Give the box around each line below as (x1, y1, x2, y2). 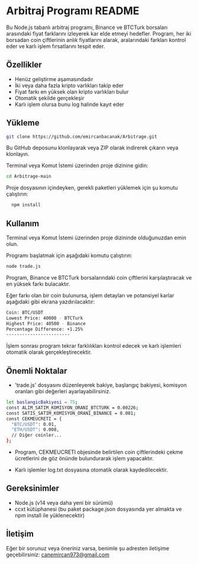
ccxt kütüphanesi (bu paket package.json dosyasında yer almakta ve (14, 505, 182, 512)
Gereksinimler (6, 483, 60, 493)
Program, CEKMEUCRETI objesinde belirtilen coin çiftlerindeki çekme (14, 448, 183, 456)
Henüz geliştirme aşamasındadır (14, 75, 93, 82)
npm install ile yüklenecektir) (14, 511, 85, 519)
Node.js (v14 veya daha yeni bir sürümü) (14, 499, 113, 506)
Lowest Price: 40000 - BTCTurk (6, 315, 83, 321)
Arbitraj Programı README (6, 4, 140, 18)
